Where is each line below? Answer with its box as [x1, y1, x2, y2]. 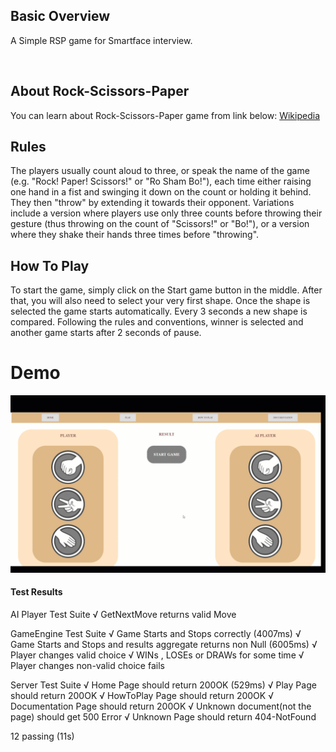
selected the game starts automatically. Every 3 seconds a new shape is [10, 305, 308, 318]
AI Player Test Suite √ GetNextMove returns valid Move [10, 608, 237, 620]
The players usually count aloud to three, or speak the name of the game [10, 165, 310, 177]
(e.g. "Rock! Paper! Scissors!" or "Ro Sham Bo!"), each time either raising [10, 175, 312, 188]
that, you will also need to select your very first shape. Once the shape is [10, 295, 311, 307]
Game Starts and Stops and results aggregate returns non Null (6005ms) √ [10, 638, 318, 650]
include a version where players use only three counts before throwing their [10, 207, 323, 219]
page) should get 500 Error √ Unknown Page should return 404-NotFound [10, 710, 317, 723]
